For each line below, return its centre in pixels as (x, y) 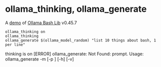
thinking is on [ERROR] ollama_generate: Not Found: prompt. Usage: (74, 54)
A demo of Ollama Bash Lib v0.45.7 (41, 23)
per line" (15, 45)
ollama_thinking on (25, 32)
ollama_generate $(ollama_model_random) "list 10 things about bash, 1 (80, 40)
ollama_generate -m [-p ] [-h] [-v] (40, 59)
